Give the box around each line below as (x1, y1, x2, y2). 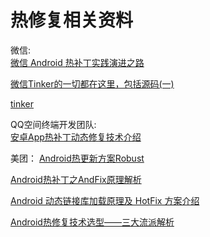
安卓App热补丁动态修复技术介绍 (10, 131, 142, 143)
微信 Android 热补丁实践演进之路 (10, 56, 145, 68)
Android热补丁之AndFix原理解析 (10, 173, 142, 185)
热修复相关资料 (10, 9, 134, 32)
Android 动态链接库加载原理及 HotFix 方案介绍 (10, 194, 200, 206)
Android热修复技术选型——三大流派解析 (10, 216, 175, 228)
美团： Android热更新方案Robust (10, 152, 145, 164)
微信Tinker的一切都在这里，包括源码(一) (10, 77, 175, 90)
